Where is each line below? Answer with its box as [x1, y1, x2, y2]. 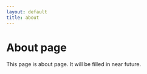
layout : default [6, 8, 47, 15]
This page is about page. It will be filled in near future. [6, 61, 142, 68]
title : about [6, 15, 39, 21]
